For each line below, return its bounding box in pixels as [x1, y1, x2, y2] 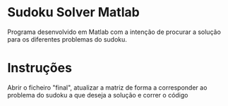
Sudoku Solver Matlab [7, 4, 140, 20]
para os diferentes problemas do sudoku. [7, 35, 127, 43]
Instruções [7, 60, 73, 76]
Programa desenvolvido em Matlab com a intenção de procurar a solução [7, 28, 221, 36]
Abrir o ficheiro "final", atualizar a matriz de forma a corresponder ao [7, 83, 208, 92]
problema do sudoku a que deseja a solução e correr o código [7, 90, 188, 99]
